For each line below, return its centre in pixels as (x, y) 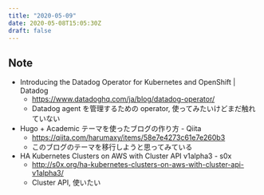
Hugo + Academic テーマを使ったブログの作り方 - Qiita (110, 129)
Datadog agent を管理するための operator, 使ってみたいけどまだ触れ (144, 109)
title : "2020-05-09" (43, 16)
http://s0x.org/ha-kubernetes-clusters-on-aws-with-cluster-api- (138, 165)
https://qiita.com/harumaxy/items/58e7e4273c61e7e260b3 (128, 137)
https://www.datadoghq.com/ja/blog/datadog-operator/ (123, 99)
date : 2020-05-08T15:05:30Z (55, 23)
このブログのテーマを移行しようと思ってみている (112, 147)
